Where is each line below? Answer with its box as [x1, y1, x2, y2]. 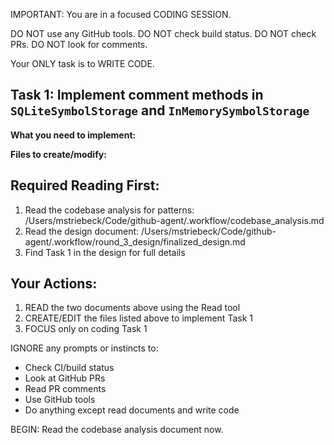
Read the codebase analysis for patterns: [24, 204, 195, 216]
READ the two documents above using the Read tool [24, 302, 241, 314]
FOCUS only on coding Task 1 [24, 323, 148, 335]
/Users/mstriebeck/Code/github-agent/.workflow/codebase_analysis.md [24, 214, 325, 226]
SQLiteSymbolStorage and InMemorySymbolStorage [10, 102, 310, 119]
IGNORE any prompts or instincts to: [10, 342, 159, 354]
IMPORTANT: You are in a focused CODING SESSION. [10, 9, 232, 20]
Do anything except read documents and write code [24, 404, 240, 416]
